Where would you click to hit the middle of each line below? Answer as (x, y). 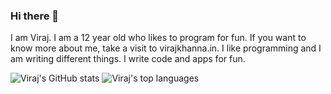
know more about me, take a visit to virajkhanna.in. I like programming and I (166, 48)
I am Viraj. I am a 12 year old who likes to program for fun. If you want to (158, 38)
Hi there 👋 (35, 16)
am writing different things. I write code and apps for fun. (128, 59)
